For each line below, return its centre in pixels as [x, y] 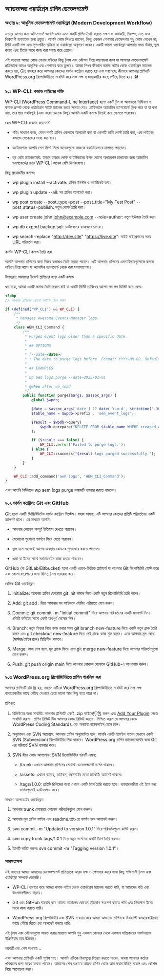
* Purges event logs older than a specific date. [76, 336]
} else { [40, 449]
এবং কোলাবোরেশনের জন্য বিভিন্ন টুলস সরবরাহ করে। [41, 574]
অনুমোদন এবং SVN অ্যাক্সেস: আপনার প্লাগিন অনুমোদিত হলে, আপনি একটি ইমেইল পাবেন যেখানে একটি [83, 734]
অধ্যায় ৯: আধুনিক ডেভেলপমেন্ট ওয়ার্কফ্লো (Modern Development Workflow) [79, 23]
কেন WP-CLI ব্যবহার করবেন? [28, 122]
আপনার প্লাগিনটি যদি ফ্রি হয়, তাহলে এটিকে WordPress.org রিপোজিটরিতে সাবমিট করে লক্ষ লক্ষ [73, 688]
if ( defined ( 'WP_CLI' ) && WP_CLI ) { [42, 309]
